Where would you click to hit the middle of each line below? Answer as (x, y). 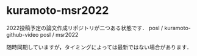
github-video (23, 34)
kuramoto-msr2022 (58, 11)
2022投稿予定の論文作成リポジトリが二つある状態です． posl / (85, 28)
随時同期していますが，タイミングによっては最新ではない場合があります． (99, 47)
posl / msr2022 (59, 34)
